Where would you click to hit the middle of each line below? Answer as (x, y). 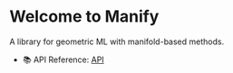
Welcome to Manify (84, 17)
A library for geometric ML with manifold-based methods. (117, 41)
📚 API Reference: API (63, 59)
